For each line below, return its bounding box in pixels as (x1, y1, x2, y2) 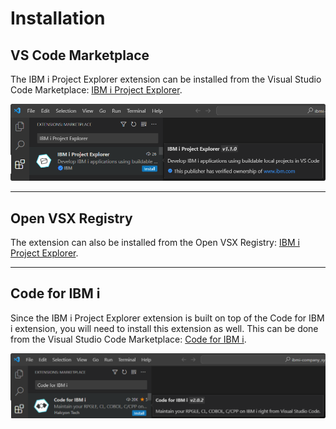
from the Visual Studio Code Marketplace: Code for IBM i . (10, 333, 247, 345)
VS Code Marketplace (10, 47, 150, 64)
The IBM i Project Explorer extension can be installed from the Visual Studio (10, 73, 322, 85)
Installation (10, 7, 106, 30)
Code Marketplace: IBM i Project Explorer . (10, 84, 183, 96)
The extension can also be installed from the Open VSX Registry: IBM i (10, 236, 300, 248)
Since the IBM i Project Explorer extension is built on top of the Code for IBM (10, 312, 325, 324)
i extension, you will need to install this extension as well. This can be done (10, 322, 319, 334)
